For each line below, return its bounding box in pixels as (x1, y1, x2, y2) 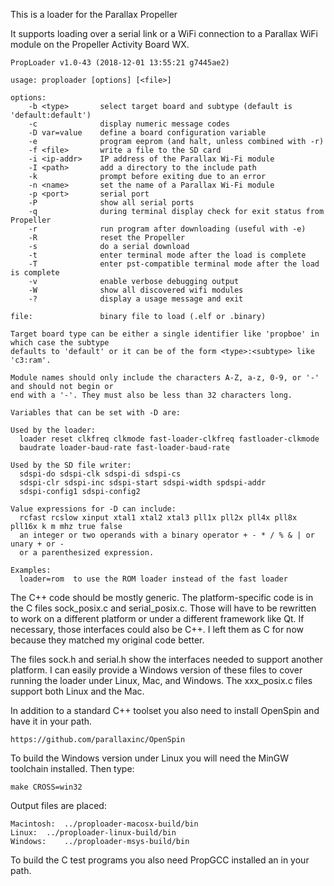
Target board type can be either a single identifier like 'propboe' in (10, 329, 320, 339)
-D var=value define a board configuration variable (28, 128, 267, 138)
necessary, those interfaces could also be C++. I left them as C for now (10, 624, 304, 635)
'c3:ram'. (10, 355, 52, 365)
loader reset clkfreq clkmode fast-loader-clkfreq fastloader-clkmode (19, 434, 320, 444)
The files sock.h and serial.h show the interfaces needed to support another (10, 654, 323, 665)
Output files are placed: (10, 800, 107, 811)
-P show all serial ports (28, 198, 195, 208)
